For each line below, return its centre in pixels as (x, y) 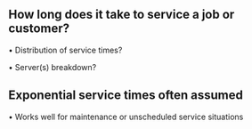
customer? (39, 29)
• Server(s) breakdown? (53, 67)
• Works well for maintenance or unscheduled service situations (126, 117)
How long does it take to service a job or (122, 15)
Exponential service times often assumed (126, 96)
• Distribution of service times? (65, 50)
